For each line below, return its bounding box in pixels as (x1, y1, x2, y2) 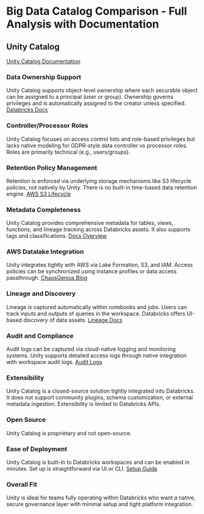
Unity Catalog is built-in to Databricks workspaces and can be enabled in (6, 459, 190, 466)
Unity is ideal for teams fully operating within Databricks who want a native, (6, 494, 196, 501)
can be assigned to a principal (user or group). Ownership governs (6, 93, 174, 101)
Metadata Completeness (6, 205, 81, 214)
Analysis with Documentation (6, 17, 160, 31)
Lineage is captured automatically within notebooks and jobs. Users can (6, 303, 188, 310)
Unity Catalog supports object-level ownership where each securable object (6, 87, 198, 94)
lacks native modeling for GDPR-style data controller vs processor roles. (6, 141, 188, 149)
